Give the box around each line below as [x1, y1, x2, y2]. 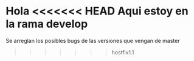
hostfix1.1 [111, 48, 134, 56]
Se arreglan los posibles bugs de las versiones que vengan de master [5, 37, 180, 44]
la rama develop [5, 17, 88, 31]
